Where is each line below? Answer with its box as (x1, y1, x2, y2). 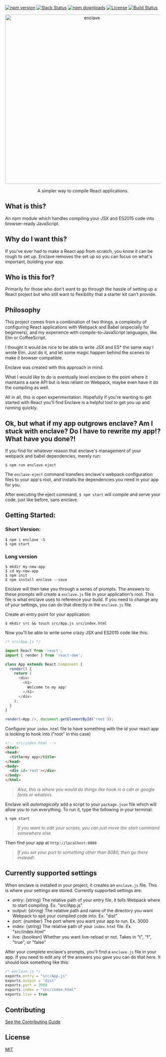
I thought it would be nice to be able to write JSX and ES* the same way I (5, 345, 154, 351)
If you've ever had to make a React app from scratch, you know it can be (5, 248, 153, 254)
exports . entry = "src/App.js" (5, 973, 68, 979)
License (5, 1033, 30, 1042)
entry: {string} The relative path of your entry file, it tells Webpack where (12, 897, 161, 903)
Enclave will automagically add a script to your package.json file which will (5, 801, 157, 808)
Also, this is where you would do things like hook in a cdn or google (17, 786, 155, 793)
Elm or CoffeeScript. (5, 335, 46, 341)
